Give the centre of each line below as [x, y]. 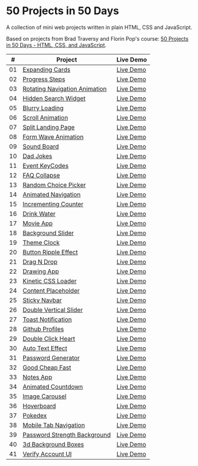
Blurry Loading [43, 108]
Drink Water [39, 213]
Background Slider [48, 233]
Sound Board [41, 146]
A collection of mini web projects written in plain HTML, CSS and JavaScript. [99, 27]
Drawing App [41, 271]
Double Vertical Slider [53, 310]
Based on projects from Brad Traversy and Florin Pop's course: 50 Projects [98, 38]
